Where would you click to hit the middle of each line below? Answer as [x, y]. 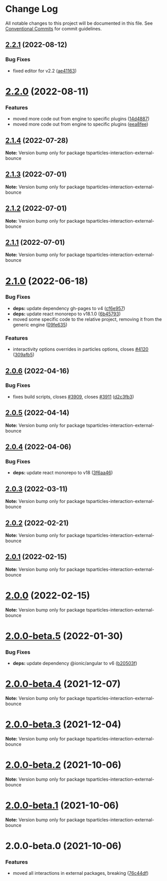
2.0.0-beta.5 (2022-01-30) [64, 636]
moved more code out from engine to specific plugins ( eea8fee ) [80, 124]
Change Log [32, 9]
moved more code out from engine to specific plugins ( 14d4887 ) [81, 119]
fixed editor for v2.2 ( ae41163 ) [45, 70]
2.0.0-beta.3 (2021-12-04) [63, 724]
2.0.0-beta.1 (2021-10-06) [62, 806]
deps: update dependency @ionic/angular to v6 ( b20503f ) [75, 663]
